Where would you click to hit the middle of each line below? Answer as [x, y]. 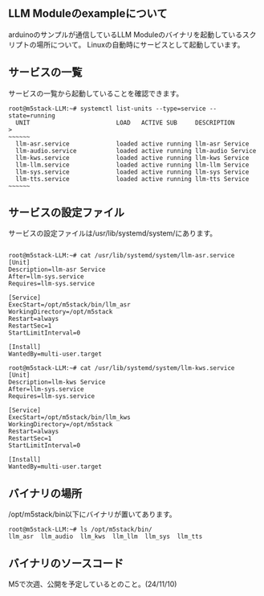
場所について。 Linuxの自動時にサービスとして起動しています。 [140, 44]
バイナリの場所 [45, 493]
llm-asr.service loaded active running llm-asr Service [132, 144]
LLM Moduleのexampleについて [88, 14]
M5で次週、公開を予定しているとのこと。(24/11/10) [93, 584]
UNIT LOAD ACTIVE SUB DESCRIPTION [125, 122]
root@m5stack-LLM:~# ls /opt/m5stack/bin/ [80, 530]
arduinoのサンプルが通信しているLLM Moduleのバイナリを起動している [126, 35]
